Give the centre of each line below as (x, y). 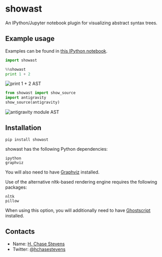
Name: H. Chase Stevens (38, 244)
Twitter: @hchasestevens (39, 249)
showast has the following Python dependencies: (56, 149)
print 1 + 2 (18, 74)
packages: (16, 187)
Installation (23, 128)
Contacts (20, 231)
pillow (12, 201)
